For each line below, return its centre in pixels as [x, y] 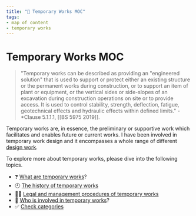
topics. [14, 165]
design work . [22, 147]
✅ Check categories [39, 207]
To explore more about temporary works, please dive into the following [92, 159]
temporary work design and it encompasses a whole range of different [92, 141]
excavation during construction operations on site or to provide [97, 98]
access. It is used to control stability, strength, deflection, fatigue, [100, 105]
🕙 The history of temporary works [57, 185]
